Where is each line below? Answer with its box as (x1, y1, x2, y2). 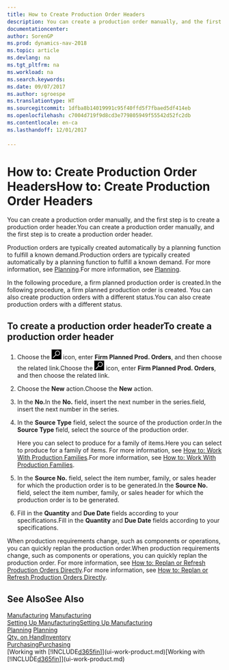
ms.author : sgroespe (7, 90, 66, 97)
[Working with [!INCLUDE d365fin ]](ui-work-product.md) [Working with (7, 647, 205, 656)
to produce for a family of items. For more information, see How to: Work (16, 446, 222, 454)
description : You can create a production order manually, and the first (7, 18, 222, 25)
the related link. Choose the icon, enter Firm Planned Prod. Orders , (16, 364, 217, 372)
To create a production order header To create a (7, 320, 212, 332)
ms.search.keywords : (7, 76, 66, 83)
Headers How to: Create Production (7, 179, 211, 194)
